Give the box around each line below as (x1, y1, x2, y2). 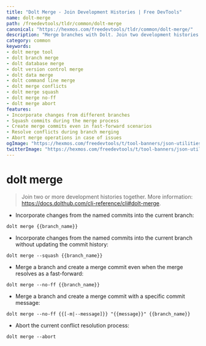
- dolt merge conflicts (6, 84, 67, 90)
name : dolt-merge (6, 15, 51, 21)
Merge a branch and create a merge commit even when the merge (15, 263, 183, 270)
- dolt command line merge (6, 77, 75, 84)
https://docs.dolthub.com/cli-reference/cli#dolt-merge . (21, 199, 161, 206)
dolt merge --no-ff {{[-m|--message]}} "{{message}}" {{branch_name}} (6, 311, 191, 317)
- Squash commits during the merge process (6, 117, 120, 124)
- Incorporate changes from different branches (6, 112, 131, 118)
